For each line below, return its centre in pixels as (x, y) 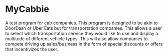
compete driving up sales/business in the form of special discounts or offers (84, 44)
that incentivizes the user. (32, 49)
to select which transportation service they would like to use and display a (82, 33)
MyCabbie (27, 9)
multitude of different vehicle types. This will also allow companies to (76, 39)
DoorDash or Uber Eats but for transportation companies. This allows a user (83, 28)
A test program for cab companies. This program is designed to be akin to (81, 23)
